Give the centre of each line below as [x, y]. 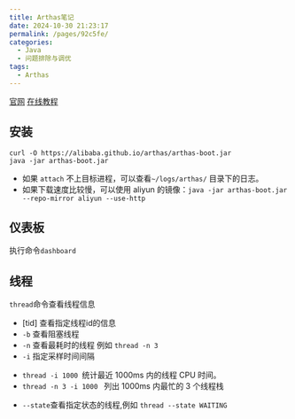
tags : [19, 67]
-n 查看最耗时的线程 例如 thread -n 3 [90, 345]
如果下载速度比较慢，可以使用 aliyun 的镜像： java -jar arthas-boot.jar [155, 189]
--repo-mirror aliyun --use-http [84, 198]
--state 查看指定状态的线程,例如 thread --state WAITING [124, 405]
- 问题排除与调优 [44, 58]
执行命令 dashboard [43, 251]
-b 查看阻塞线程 [50, 334]
